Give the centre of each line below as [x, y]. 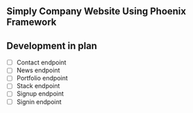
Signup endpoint [40, 94]
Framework [31, 23]
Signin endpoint [39, 102]
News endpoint [38, 70]
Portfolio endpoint [42, 78]
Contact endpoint [41, 62]
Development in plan [52, 45]
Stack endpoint [38, 86]
